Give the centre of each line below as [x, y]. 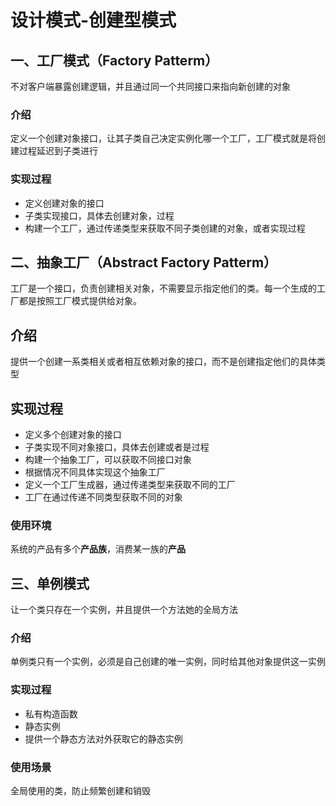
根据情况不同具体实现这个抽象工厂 [95, 472]
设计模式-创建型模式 [93, 20]
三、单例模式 [50, 583]
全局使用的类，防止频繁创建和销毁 [80, 791]
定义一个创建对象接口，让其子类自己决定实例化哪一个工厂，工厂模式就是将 [163, 138]
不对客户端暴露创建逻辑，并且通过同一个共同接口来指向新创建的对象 [150, 86]
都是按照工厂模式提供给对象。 [80, 301]
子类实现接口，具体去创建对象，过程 [99, 215]
